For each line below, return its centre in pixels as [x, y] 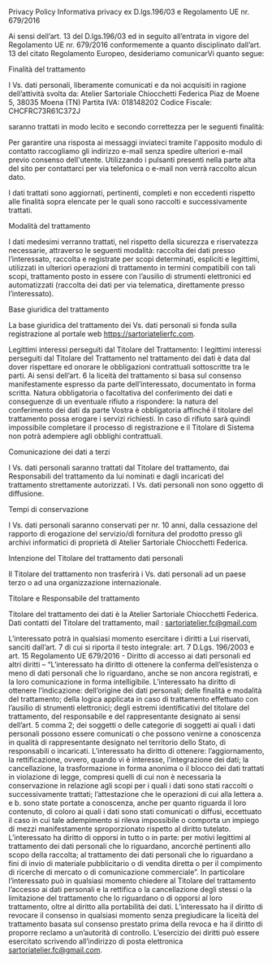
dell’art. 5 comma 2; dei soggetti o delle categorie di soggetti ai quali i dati [132, 725]
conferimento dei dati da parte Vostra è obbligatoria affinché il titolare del [131, 410]
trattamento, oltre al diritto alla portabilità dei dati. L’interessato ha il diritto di [136, 906]
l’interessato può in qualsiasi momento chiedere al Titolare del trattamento [132, 881]
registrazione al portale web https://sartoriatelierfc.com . [102, 334]
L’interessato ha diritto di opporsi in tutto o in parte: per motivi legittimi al [130, 837]
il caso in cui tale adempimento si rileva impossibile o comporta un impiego [134, 820]
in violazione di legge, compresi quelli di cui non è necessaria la [115, 777]
